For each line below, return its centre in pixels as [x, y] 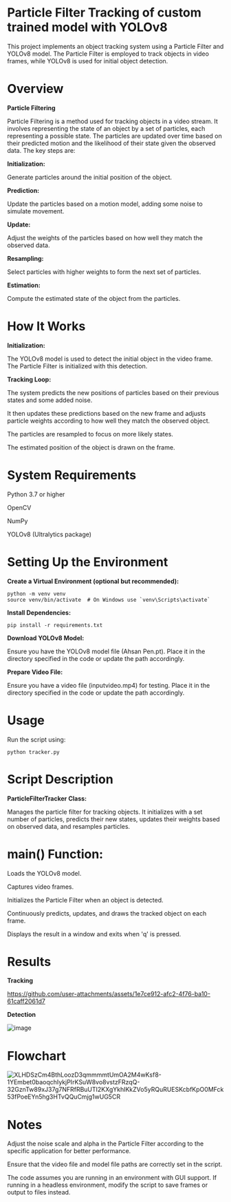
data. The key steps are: [41, 150]
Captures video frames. [41, 887]
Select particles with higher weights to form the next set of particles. [104, 272]
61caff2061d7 [26, 1001]
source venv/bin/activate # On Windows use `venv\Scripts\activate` [109, 600]
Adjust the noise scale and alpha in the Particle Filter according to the [106, 1143]
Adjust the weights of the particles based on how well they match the [105, 238]
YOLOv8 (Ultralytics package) [49, 534]
